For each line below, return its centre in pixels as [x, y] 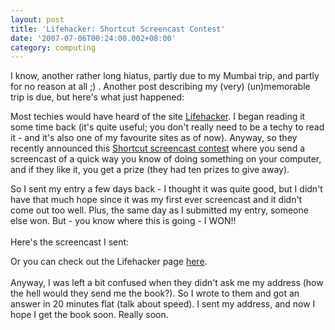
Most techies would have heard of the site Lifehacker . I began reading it [158, 117]
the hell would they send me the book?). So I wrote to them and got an [155, 293]
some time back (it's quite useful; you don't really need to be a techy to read [167, 127]
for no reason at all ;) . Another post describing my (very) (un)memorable [160, 87]
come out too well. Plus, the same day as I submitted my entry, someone [159, 210]
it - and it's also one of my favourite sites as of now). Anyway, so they [154, 138]
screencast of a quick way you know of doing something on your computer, [166, 159]
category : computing [53, 47]
